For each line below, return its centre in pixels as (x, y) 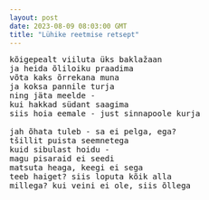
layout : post (34, 18)
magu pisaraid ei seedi (62, 159)
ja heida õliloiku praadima (71, 69)
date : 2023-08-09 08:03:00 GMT (68, 26)
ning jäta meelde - (52, 96)
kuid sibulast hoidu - (60, 150)
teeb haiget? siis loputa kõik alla (90, 177)
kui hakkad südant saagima (69, 105)
